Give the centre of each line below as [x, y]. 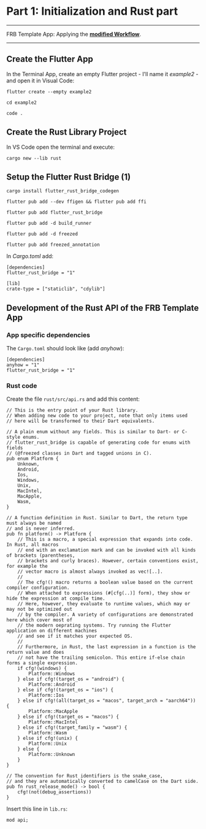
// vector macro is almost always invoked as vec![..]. [90, 572]
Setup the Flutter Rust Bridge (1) [69, 177]
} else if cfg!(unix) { [48, 739]
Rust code [22, 385]
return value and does [35, 653]
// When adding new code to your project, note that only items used [97, 416]
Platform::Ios [46, 696]
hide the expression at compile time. [56, 599]
